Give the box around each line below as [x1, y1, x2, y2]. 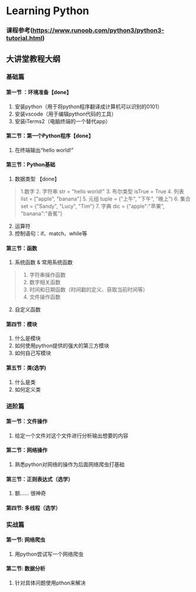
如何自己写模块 [14, 349, 51, 356]
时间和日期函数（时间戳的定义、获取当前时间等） [29, 286, 148, 293]
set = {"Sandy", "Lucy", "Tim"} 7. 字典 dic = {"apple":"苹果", [20, 202, 165, 210]
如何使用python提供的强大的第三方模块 [14, 342, 109, 349]
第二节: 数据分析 [6, 565, 45, 572]
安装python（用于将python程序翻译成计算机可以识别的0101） [14, 103, 163, 110]
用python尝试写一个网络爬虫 [14, 550, 84, 557]
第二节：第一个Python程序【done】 [6, 132, 94, 139]
